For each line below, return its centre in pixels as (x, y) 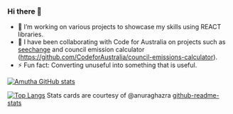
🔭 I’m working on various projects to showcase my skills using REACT (119, 27)
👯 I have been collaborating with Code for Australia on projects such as (121, 42)
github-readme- (196, 95)
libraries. (31, 34)
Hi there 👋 (25, 11)
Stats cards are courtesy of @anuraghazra (109, 95)
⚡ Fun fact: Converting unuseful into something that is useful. (107, 65)
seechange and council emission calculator (81, 50)
